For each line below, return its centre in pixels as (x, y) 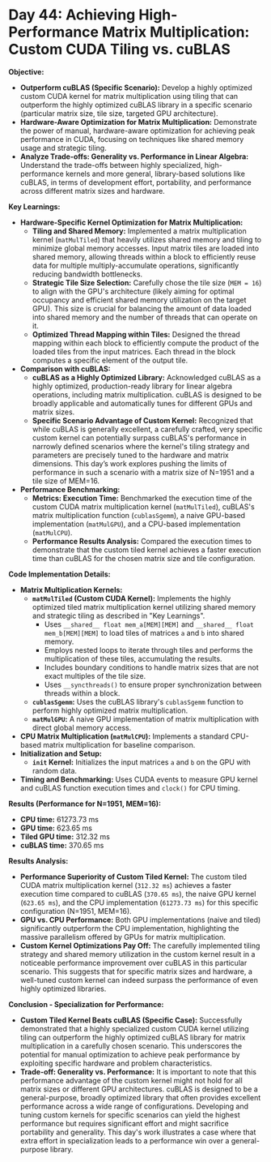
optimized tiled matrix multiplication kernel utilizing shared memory (144, 607)
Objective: (26, 71)
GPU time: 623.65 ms (56, 828)
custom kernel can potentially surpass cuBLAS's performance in (139, 437)
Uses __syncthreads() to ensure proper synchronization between (153, 684)
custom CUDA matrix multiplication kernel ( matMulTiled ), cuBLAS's (143, 506)
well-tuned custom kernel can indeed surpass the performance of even (139, 980)
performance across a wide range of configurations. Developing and (134, 1106)
